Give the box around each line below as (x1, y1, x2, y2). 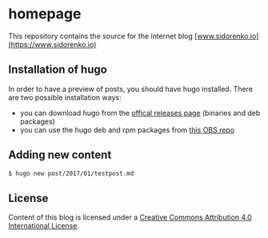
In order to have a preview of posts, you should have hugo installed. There (8, 84, 254, 93)
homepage (8, 5, 82, 23)
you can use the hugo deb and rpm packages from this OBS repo (19, 125, 235, 134)
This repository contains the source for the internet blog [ (8, 31, 198, 41)
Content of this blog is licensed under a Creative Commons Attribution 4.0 (8, 212, 252, 222)
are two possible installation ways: (8, 93, 122, 102)
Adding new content (8, 149, 112, 162)
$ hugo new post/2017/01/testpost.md (8, 169, 134, 177)
